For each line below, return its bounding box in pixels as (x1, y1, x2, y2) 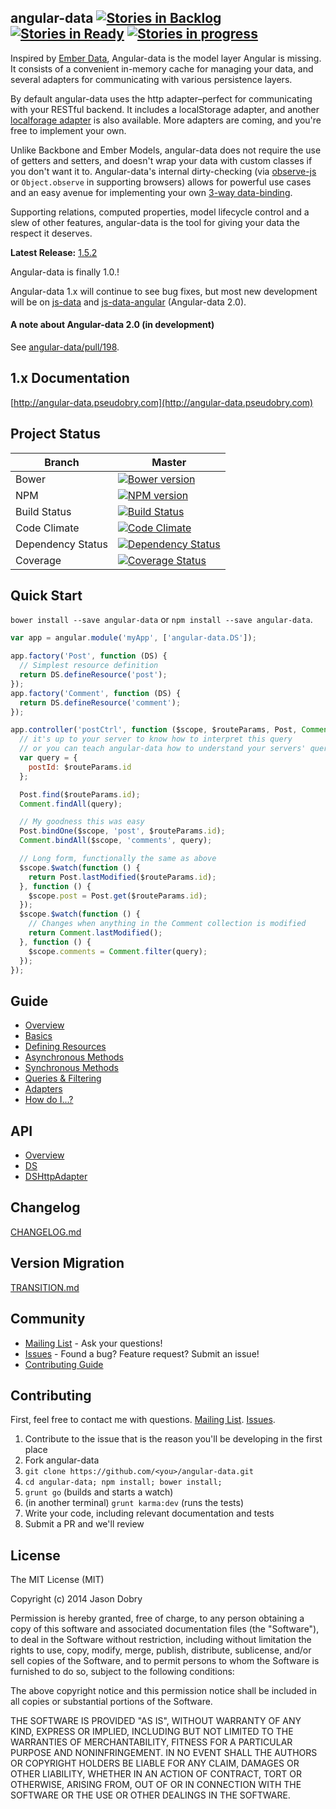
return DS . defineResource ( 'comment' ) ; (19, 697, 182, 708)
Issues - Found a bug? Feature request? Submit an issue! (24, 1347, 260, 1360)
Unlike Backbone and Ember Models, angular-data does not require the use (10, 144, 322, 156)
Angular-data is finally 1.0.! (10, 266, 120, 278)
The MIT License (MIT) (10, 1574, 105, 1586)
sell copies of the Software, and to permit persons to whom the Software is (10, 1655, 320, 1667)
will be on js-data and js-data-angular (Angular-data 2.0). (10, 296, 247, 308)
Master (151, 455, 187, 469)
